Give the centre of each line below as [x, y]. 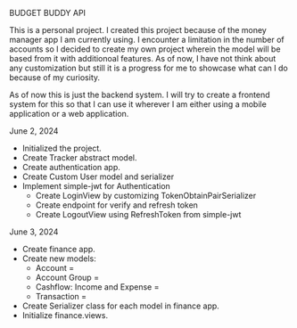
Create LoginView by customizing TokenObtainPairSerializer [146, 196]
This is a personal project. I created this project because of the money [138, 30]
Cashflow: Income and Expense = [97, 287]
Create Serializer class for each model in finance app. [121, 306]
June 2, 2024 [34, 131]
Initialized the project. [62, 148]
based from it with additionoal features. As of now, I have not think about [143, 58]
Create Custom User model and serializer [98, 176]
